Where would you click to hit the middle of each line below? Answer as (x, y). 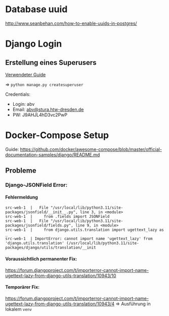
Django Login (34, 44)
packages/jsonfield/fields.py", (39, 226)
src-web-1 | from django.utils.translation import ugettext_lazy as (85, 230)
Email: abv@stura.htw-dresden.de (48, 109)
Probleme (21, 171)
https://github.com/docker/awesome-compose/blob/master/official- (91, 149)
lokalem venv (18, 309)
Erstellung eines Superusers (51, 63)
